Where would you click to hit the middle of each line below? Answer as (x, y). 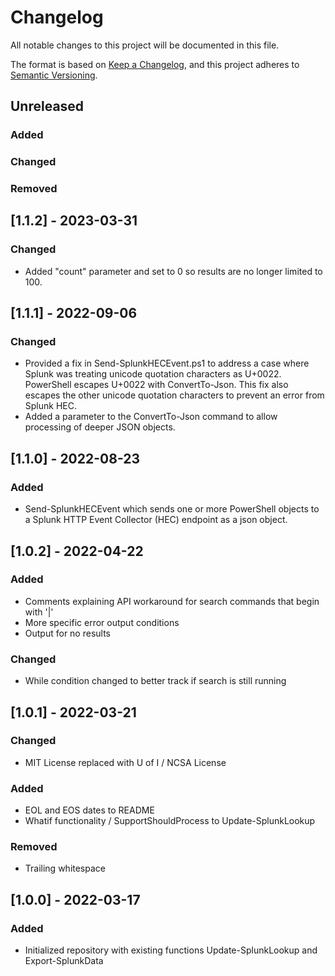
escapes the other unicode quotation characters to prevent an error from (174, 395)
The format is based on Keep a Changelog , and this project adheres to (155, 64)
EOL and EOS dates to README (89, 810)
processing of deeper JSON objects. (100, 427)
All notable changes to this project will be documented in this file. (145, 45)
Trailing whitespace (65, 868)
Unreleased (47, 106)
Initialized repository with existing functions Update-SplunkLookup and (171, 950)
